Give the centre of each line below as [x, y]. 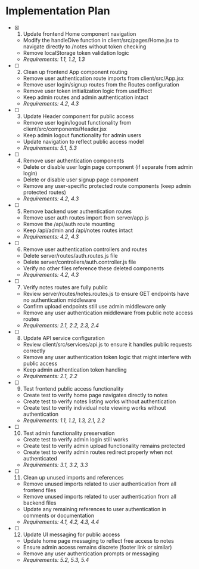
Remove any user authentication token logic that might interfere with [107, 357]
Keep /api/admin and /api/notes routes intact [78, 230]
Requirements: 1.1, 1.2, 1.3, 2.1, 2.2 [64, 420]
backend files [40, 503]
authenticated [40, 458]
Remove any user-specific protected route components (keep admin [107, 185]
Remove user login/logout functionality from [77, 122]
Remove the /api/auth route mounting [69, 224]
